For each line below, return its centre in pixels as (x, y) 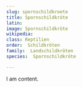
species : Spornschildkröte (41, 56)
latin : (14, 23)
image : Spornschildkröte (37, 28)
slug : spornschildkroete (37, 12)
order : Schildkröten (33, 46)
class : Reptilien (28, 40)
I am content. (22, 79)
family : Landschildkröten (40, 51)
